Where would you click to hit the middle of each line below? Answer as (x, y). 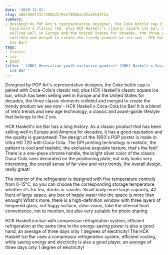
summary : (14, 19)
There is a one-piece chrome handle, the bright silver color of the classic (80, 153)
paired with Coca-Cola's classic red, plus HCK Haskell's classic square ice (82, 90)
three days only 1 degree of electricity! (45, 247)
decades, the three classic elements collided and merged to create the (78, 101)
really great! (17, 169)
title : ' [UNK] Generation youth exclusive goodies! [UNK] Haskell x (79, 66)
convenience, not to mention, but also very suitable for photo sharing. (77, 211)
